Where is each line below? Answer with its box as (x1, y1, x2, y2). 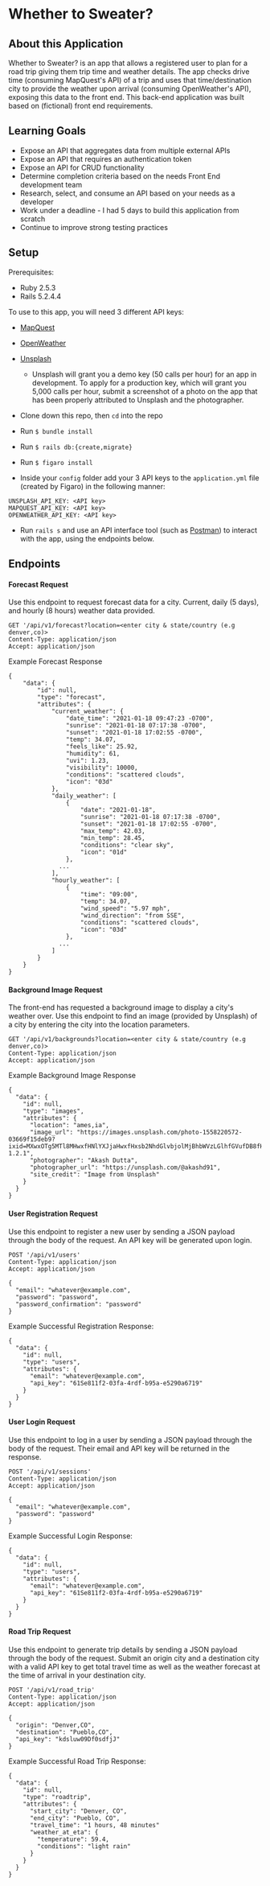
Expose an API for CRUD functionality (19, 163, 145, 172)
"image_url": (29, 1128, 74, 1137)
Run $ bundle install (19, 426, 93, 435)
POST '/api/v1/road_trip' (8, 1686, 95, 1695)
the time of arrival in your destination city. (8, 1670, 146, 1680)
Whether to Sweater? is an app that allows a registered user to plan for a (8, 58, 247, 68)
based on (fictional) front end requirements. (8, 101, 153, 110)
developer (19, 196, 54, 206)
